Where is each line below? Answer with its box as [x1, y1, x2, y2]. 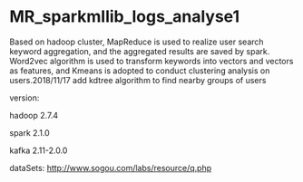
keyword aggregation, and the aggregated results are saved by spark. [9, 45, 270, 56]
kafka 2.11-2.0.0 [9, 145, 68, 156]
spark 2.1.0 [9, 127, 50, 138]
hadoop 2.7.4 [9, 110, 59, 120]
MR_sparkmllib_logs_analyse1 [9, 6, 240, 27]
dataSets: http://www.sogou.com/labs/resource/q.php [9, 162, 211, 173]
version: [9, 92, 40, 103]
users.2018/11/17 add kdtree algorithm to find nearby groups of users [9, 74, 267, 85]
